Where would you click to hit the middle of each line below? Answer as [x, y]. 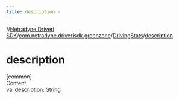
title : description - [33, 12]
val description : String [34, 89]
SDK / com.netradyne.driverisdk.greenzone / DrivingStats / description [90, 35]
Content [16, 83]
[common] [19, 77]
